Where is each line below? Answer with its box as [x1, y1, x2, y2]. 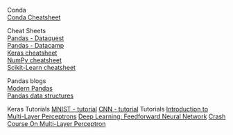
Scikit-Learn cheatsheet [7, 64, 76, 71]
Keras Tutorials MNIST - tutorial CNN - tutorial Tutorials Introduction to [7, 105, 209, 113]
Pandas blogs [7, 77, 46, 85]
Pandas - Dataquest [7, 34, 64, 42]
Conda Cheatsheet [7, 13, 61, 21]
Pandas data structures [7, 91, 74, 100]
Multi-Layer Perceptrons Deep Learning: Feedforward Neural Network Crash [7, 112, 226, 120]
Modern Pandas [7, 84, 53, 92]
